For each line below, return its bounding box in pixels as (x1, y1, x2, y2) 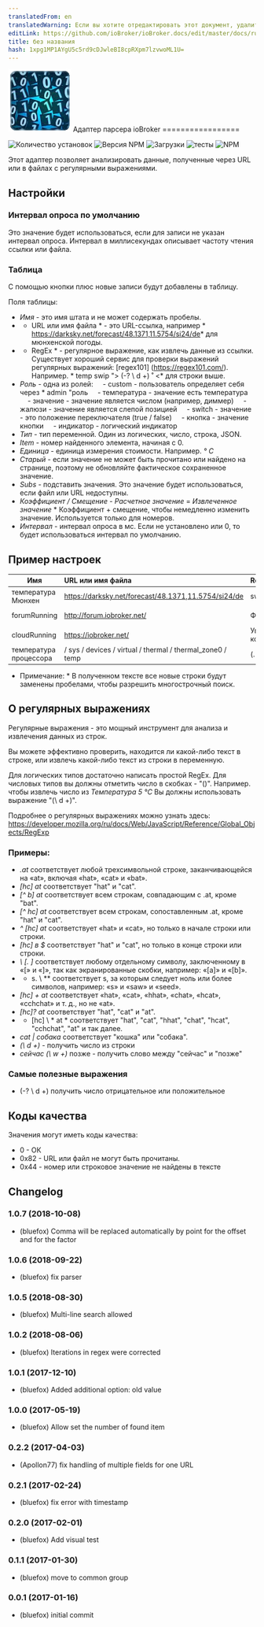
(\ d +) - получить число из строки (19, 1041, 135, 1050)
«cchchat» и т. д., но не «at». (19, 999, 115, 1008)
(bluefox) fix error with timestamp (19, 1497, 129, 1507)
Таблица (8, 264, 43, 275)
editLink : (8, 29, 41, 37)
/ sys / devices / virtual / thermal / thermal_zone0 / (64, 645, 227, 655)
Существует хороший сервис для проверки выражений (31, 354, 219, 364)
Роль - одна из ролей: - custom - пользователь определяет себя (19, 379, 245, 389)
